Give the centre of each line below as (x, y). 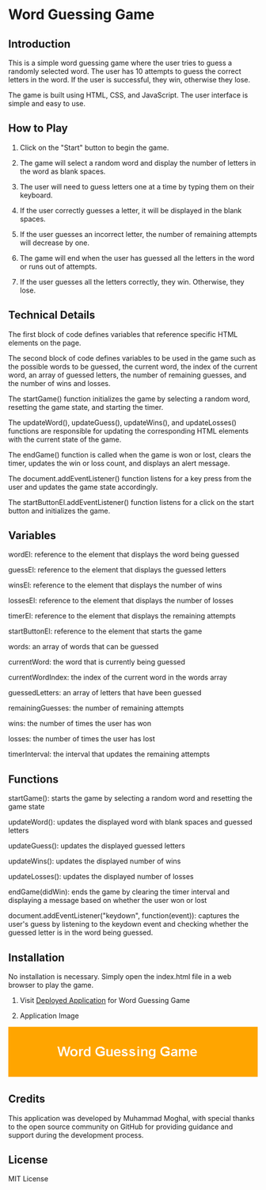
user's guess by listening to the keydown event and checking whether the (129, 924)
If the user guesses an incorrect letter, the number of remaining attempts (138, 234)
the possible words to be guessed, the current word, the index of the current (133, 366)
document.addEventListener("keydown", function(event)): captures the (124, 916)
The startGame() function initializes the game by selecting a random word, (129, 399)
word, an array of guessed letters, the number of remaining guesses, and (127, 375)
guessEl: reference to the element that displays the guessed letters (118, 570)
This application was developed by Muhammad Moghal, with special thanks (131, 1118)
